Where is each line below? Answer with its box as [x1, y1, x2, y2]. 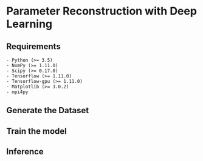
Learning [6, 17, 53, 31]
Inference [6, 146, 44, 157]
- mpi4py [6, 89, 29, 95]
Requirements [6, 41, 61, 51]
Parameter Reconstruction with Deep [6, 4, 198, 18]
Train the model [6, 126, 67, 136]
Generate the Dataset [6, 105, 89, 116]
